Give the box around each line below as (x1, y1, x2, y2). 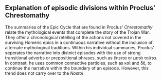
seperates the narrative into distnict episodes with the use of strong (5, 50, 141, 55)
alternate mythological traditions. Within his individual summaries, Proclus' (5, 44, 154, 50)
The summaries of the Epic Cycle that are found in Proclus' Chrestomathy (5, 24, 153, 30)
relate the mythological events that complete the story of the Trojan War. (5, 29, 150, 35)
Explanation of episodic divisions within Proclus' (5, 4, 156, 12)
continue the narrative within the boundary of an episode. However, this (5, 65, 149, 71)
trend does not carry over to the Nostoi (5, 70, 84, 76)
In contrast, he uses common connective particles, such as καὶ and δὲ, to (5, 60, 152, 66)
